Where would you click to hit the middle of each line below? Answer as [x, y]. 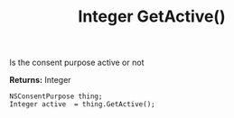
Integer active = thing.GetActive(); [82, 104]
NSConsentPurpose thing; [56, 96]
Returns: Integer [40, 80]
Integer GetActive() [152, 17]
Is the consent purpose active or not [77, 63]
